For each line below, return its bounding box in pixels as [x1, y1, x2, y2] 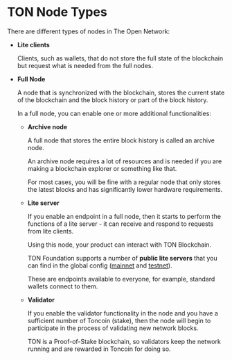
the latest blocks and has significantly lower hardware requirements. [27, 185, 223, 193]
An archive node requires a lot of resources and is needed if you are [27, 157, 222, 165]
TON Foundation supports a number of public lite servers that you [27, 254, 217, 262]
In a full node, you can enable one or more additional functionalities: [17, 109, 211, 117]
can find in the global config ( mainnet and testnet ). [27, 261, 172, 270]
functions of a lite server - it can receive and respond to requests [27, 220, 214, 228]
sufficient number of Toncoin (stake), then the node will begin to [27, 316, 211, 325]
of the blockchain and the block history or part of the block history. [17, 95, 208, 104]
